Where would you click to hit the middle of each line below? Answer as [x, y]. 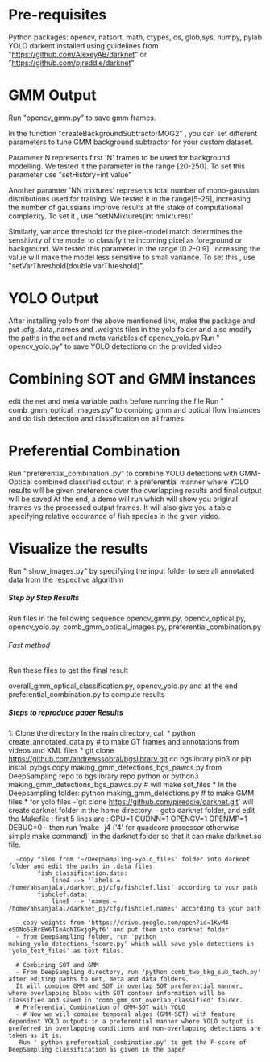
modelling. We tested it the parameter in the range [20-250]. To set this [127, 166]
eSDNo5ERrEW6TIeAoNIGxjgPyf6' [59, 929]
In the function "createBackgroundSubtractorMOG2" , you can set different [133, 133]
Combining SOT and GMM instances [132, 379]
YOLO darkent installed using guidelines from [83, 45]
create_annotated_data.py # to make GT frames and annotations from [124, 741]
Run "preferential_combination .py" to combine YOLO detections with [123, 473]
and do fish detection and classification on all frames [96, 418]
